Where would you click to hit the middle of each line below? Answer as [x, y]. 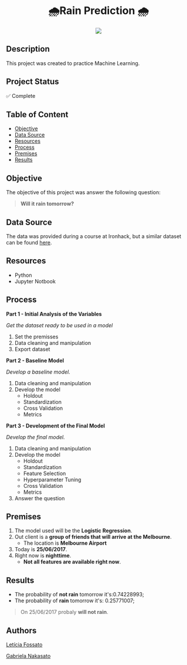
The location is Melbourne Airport [65, 543]
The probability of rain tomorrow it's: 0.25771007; [74, 600]
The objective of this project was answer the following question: [84, 192]
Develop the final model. [36, 437]
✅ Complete [21, 96]
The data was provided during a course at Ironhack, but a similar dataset [94, 236]
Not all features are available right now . [72, 562]
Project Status [33, 82]
